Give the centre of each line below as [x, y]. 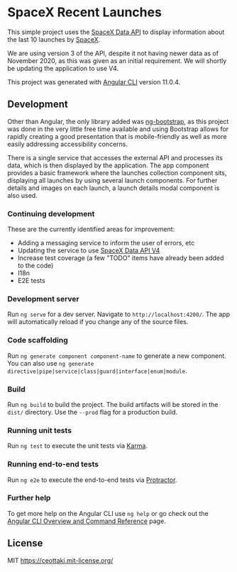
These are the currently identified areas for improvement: [91, 229]
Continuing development [51, 213]
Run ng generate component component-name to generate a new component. [117, 356]
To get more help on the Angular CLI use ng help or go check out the [108, 513]
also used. [22, 195]
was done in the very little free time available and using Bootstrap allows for [118, 129]
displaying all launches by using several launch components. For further [112, 180]
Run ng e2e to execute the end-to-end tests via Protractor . [92, 480]
